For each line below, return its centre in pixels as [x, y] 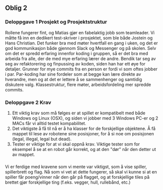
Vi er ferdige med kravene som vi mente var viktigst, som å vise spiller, [76, 167]
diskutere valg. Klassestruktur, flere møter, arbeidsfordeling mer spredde [78, 84]
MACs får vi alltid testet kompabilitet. [49, 123]
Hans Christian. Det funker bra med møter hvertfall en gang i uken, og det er [81, 43]
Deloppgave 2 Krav [28, 102]
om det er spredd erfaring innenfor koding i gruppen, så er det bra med [77, 53]
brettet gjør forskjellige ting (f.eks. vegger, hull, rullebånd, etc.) [68, 182]
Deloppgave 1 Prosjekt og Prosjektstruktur [56, 22]
